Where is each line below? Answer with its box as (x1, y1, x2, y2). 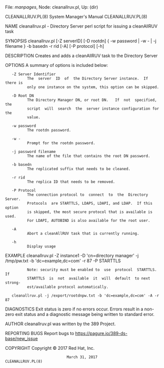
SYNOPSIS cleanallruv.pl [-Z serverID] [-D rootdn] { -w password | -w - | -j (5, 38, 157, 44)
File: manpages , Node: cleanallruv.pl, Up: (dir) (5, 4, 98, 10)
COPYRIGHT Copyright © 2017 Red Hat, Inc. (5, 345, 95, 351)
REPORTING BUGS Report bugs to (5, 331, 75, 336)
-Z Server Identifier (11, 72, 56, 77)
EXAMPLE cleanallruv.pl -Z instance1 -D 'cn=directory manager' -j (5, 253, 139, 258)
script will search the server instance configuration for (27, 106, 160, 111)
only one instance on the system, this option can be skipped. (27, 85, 160, 90)
